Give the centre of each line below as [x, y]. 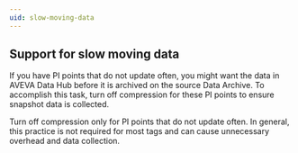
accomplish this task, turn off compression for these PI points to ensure [142, 94]
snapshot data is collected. [59, 104]
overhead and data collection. [64, 141]
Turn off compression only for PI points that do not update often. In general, [149, 121]
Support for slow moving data [95, 54]
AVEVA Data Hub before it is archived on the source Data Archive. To [137, 85]
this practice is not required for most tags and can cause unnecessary [140, 131]
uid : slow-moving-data [52, 18]
